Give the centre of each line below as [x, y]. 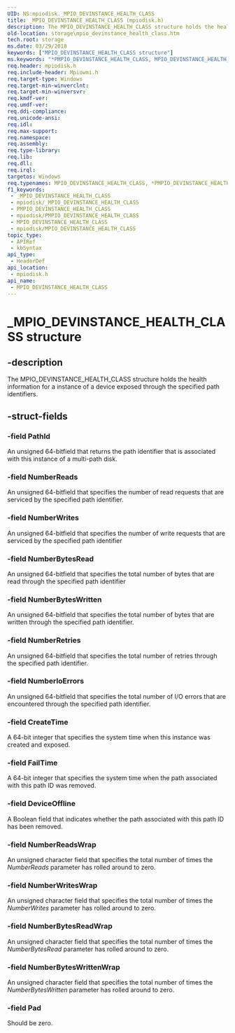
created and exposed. [39, 745]
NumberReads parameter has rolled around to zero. [81, 867]
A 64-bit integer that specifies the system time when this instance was [109, 737]
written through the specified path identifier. [71, 622]
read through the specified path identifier [66, 581]
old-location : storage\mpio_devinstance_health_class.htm [93, 33]
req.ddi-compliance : [37, 111]
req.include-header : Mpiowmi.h [53, 72]
